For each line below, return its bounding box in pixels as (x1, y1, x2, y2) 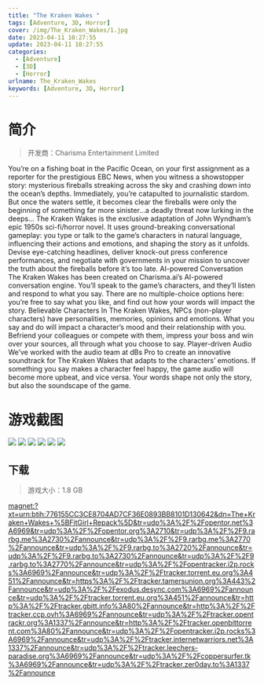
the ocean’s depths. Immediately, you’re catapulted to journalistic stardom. (8, 189, 250, 199)
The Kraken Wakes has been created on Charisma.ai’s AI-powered (8, 273, 223, 282)
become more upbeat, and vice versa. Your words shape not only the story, (8, 372, 252, 382)
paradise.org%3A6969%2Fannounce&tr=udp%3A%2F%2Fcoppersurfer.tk (8, 651, 251, 661)
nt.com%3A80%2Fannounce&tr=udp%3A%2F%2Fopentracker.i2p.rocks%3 (8, 626, 256, 636)
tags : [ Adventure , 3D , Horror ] (8, 19, 111, 27)
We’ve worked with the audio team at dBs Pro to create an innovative (8, 347, 232, 357)
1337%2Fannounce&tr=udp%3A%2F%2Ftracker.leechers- (8, 643, 199, 653)
